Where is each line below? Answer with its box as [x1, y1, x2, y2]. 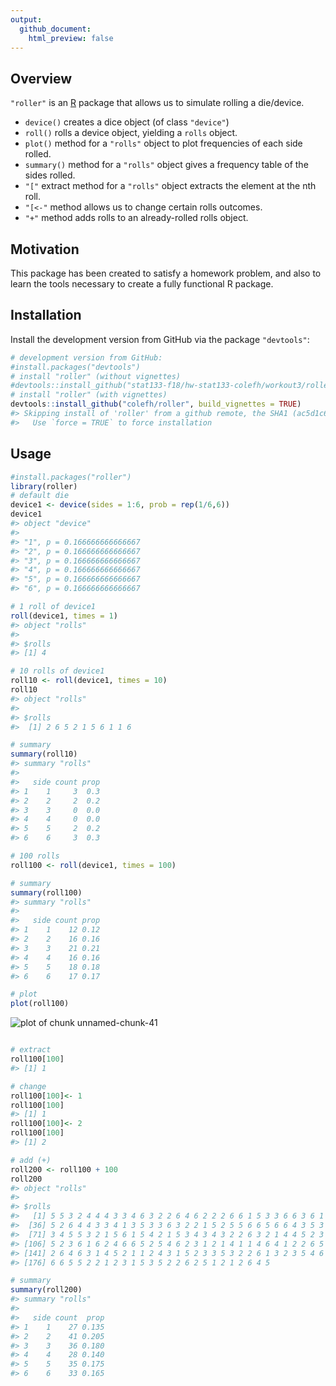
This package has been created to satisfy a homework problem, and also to [10, 267, 322, 279]
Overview [10, 70, 73, 87]
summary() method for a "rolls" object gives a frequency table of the [24, 159, 309, 171]
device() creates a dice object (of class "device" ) [24, 116, 230, 128]
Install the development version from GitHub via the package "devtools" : [10, 333, 310, 345]
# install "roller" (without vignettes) [10, 371, 182, 381]
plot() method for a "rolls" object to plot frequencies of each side [24, 137, 303, 150]
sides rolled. [24, 169, 76, 181]
